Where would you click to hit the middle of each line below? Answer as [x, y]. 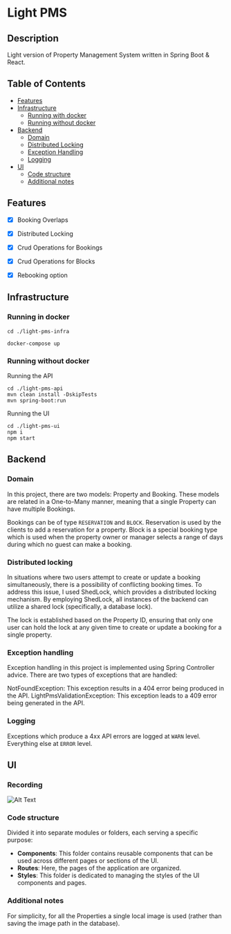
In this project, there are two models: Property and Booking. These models [113, 494]
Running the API [30, 375]
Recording [25, 785]
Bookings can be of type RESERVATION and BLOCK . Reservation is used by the [114, 522]
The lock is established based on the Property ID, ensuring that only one [110, 619]
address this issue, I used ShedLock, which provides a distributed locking [112, 592]
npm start [21, 438]
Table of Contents [47, 84]
